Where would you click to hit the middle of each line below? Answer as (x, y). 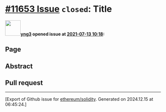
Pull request (24, 83)
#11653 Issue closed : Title (59, 9)
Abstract (19, 66)
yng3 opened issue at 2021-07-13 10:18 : (62, 34)
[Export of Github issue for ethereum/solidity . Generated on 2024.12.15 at (79, 99)
